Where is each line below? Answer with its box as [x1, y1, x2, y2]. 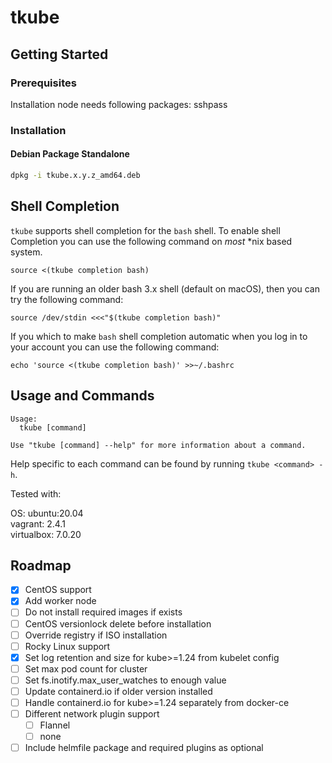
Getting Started [10, 46, 109, 63]
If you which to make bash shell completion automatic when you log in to [10, 330, 308, 342]
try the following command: [10, 293, 124, 305]
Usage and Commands [10, 387, 155, 405]
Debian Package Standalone [10, 148, 130, 160]
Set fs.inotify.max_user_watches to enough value [24, 674, 227, 686]
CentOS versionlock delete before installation [24, 617, 212, 630]
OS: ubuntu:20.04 [10, 507, 84, 519]
